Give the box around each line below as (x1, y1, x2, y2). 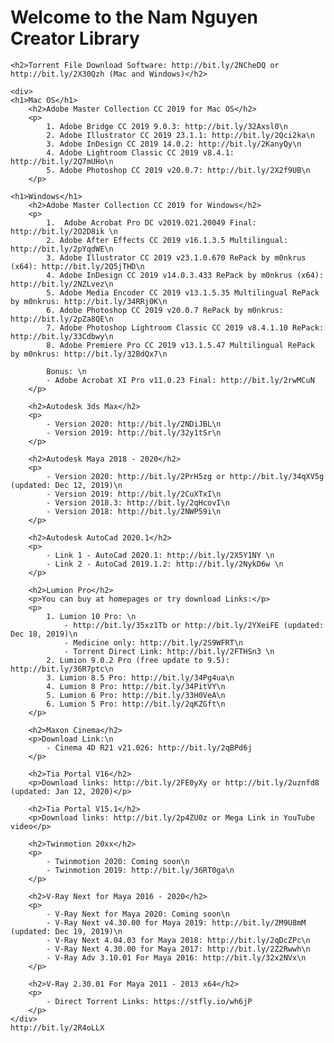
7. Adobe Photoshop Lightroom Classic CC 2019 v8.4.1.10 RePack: (46, 322, 325, 333)
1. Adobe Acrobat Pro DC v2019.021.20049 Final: (46, 217, 257, 228)
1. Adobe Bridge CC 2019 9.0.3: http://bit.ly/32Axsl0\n (46, 121, 288, 131)
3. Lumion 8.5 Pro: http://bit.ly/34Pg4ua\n (46, 672, 235, 683)
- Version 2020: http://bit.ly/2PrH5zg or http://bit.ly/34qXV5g (46, 471, 325, 481)
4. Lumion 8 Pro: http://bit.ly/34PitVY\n (46, 681, 226, 691)
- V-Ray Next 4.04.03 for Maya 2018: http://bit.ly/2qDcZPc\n (46, 935, 311, 945)
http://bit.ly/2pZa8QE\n (10, 314, 114, 324)
